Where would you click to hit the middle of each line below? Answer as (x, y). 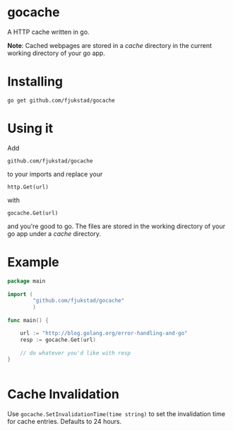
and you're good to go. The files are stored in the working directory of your (116, 226)
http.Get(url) (28, 187)
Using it (30, 129)
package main (26, 281)
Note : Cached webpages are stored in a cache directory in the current (110, 45)
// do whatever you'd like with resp (76, 353)
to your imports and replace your (55, 174)
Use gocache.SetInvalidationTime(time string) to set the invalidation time (116, 414)
